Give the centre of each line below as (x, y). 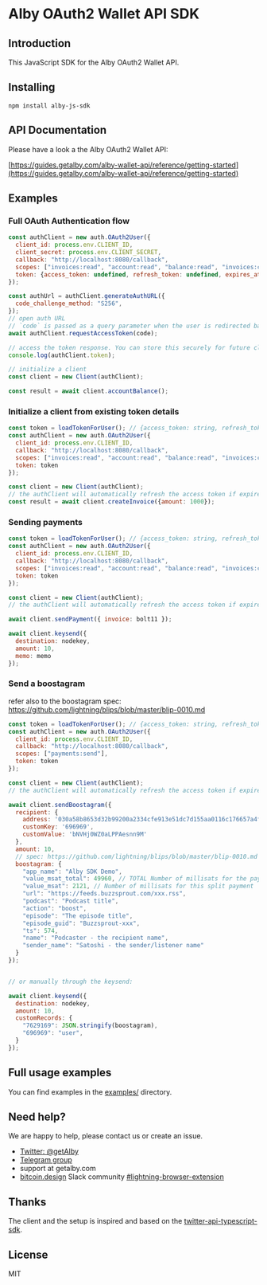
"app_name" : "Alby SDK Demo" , (73, 872)
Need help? (37, 1117)
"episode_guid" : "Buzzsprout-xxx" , (81, 923)
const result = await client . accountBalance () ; (89, 391)
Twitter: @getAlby (49, 1151)
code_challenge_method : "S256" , (69, 304)
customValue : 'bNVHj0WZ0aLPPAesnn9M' (85, 834)
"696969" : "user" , (53, 1033)
